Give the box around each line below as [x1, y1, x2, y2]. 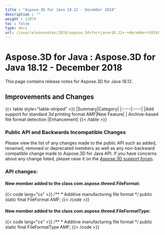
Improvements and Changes [5, 93, 94, 101]
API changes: [5, 168, 38, 175]
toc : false [5, 21, 30, 26]
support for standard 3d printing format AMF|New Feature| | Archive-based [5, 111, 159, 117]
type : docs [5, 26, 28, 31]
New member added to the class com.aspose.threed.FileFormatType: [5, 208, 151, 214]
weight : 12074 [5, 16, 37, 21]
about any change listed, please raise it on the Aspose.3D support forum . [5, 156, 154, 162]
